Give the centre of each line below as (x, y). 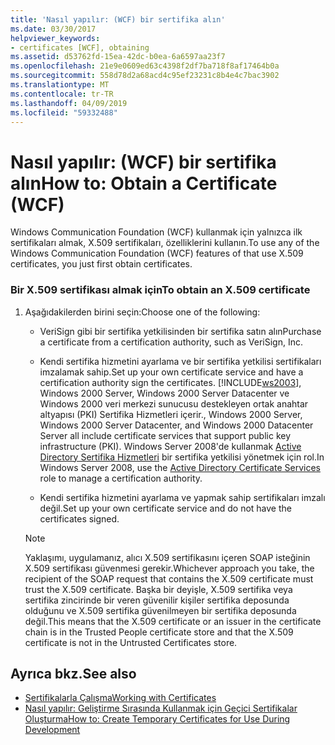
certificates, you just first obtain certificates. (101, 264)
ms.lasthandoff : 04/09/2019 (69, 103)
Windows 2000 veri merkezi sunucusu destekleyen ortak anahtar (174, 403)
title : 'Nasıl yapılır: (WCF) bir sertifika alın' (118, 19)
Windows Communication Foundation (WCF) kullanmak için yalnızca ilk (156, 232)
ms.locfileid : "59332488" (64, 112)
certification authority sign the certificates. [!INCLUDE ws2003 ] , (170, 382)
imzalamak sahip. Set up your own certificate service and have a (171, 372)
